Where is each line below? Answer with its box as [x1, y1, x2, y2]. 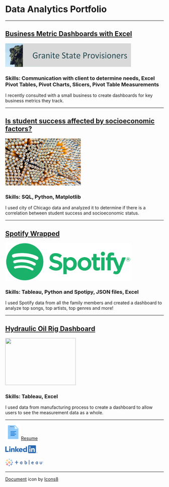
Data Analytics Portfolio [5, 4, 107, 15]
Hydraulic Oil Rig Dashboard [5, 324, 96, 333]
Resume [21, 435, 38, 441]
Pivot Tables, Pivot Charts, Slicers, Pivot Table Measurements [5, 81, 159, 88]
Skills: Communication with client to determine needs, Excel [5, 74, 155, 81]
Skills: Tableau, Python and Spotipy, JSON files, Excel [5, 288, 139, 295]
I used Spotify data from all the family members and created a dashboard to [5, 300, 162, 306]
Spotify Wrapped [5, 229, 60, 238]
